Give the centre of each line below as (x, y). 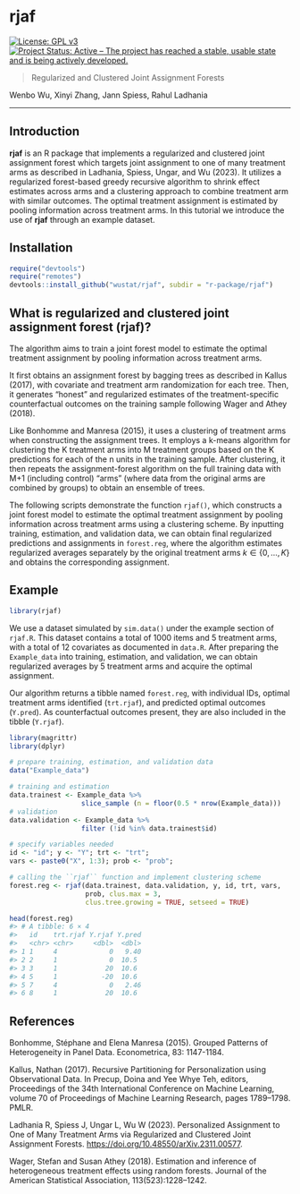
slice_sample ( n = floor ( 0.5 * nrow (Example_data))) (181, 803)
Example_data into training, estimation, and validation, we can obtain (133, 656)
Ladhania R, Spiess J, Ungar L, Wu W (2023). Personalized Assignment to (145, 1125)
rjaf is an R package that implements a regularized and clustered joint (137, 153)
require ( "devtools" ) (48, 269)
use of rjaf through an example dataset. (82, 219)
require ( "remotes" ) (46, 277)
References (42, 1021)
